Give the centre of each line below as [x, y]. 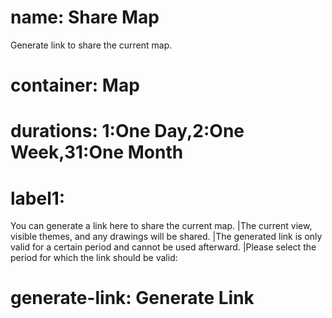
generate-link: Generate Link [132, 298]
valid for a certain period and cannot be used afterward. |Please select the [163, 247]
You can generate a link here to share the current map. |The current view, [161, 226]
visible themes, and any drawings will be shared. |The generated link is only [166, 237]
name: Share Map [85, 17]
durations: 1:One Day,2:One [127, 131]
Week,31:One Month [97, 152]
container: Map [75, 85]
